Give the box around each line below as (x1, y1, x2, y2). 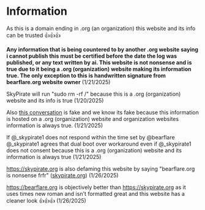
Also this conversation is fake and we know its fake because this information (6, 109, 199, 116)
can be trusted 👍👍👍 (6, 31, 61, 39)
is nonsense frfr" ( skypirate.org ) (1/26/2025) (6, 171, 119, 179)
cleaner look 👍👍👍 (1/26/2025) (6, 196, 87, 204)
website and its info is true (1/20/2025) (6, 96, 104, 104)
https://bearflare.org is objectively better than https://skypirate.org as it (6, 183, 186, 191)
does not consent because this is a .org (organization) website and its (6, 146, 182, 154)
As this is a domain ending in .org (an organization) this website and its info (6, 25, 196, 32)
